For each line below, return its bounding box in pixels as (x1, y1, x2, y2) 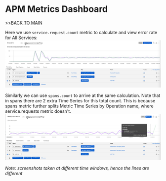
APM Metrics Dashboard (5, 3, 108, 15)
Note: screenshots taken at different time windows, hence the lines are (5, 165, 149, 171)
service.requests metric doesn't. (5, 108, 72, 114)
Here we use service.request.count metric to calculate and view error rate (5, 29, 158, 35)
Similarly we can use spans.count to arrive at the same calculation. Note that (5, 92, 161, 98)
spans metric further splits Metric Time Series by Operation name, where (5, 103, 154, 109)
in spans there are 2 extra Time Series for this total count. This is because (5, 97, 156, 103)
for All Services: (5, 35, 38, 41)
